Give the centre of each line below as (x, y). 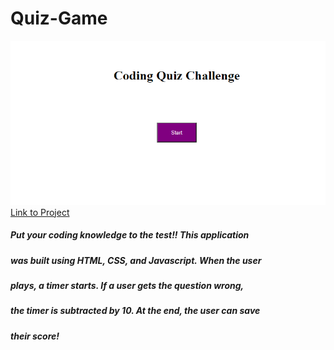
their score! (35, 336)
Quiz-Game (59, 18)
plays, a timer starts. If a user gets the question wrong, (127, 286)
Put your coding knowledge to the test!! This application (130, 235)
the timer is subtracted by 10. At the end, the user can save (135, 311)
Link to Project (40, 212)
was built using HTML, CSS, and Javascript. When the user (136, 260)
